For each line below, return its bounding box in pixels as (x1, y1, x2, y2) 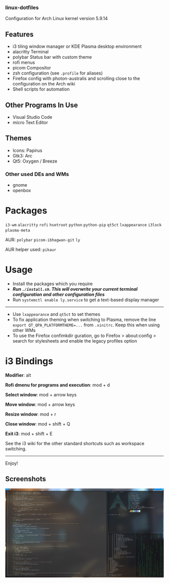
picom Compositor (12, 65, 51, 71)
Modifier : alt (5, 372, 31, 378)
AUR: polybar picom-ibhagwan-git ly (5, 236, 80, 242)
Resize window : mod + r (5, 411, 56, 417)
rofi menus (12, 59, 35, 65)
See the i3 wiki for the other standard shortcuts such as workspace (5, 440, 145, 446)
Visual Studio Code (12, 114, 53, 120)
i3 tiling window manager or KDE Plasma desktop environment (12, 43, 142, 49)
